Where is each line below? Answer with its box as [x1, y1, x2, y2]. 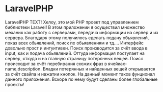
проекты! [5, 81, 25, 87]
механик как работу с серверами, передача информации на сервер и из [5, 29, 159, 35]
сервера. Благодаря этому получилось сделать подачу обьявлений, [5, 35, 149, 41]
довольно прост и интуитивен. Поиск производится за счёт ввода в [5, 45, 148, 51]
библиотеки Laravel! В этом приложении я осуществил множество [5, 24, 145, 30]
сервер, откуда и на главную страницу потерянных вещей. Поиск [5, 55, 143, 61]
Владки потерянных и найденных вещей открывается [42, 66, 156, 71]
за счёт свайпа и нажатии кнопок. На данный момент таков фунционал [5, 71, 155, 77]
